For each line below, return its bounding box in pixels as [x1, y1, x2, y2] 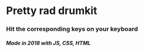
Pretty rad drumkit [6, 4, 98, 18]
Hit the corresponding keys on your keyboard [6, 25, 138, 33]
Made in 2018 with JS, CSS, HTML [6, 39, 91, 46]
